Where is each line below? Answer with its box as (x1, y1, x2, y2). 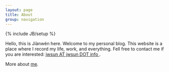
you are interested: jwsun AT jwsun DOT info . (5, 51, 101, 57)
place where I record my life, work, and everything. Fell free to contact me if (5, 46, 164, 52)
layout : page (5, 7, 33, 13)
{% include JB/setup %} (5, 31, 56, 37)
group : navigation (5, 17, 44, 22)
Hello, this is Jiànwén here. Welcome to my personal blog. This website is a (5, 41, 162, 47)
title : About (5, 12, 33, 17)
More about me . (5, 61, 39, 67)
